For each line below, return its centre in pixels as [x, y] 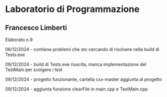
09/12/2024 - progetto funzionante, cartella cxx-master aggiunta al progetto [84, 79]
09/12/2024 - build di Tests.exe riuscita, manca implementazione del [76, 64]
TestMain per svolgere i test [34, 69]
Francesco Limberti [36, 28]
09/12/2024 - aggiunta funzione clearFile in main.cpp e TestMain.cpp [77, 89]
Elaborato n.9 [19, 39]
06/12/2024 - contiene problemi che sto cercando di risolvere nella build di [82, 49]
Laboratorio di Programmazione [72, 9]
